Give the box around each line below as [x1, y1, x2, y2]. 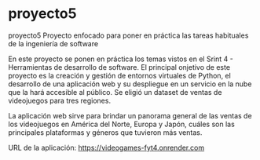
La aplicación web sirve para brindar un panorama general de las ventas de [8, 111, 253, 120]
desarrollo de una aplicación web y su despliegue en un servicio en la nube [8, 79, 252, 89]
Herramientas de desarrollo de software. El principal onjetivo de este [8, 62, 230, 71]
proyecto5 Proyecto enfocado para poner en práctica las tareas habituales [8, 31, 249, 40]
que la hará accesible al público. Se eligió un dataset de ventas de [8, 87, 222, 96]
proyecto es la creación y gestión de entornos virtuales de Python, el [8, 71, 232, 80]
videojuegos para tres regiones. [8, 96, 112, 105]
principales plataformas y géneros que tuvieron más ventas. [8, 127, 203, 137]
